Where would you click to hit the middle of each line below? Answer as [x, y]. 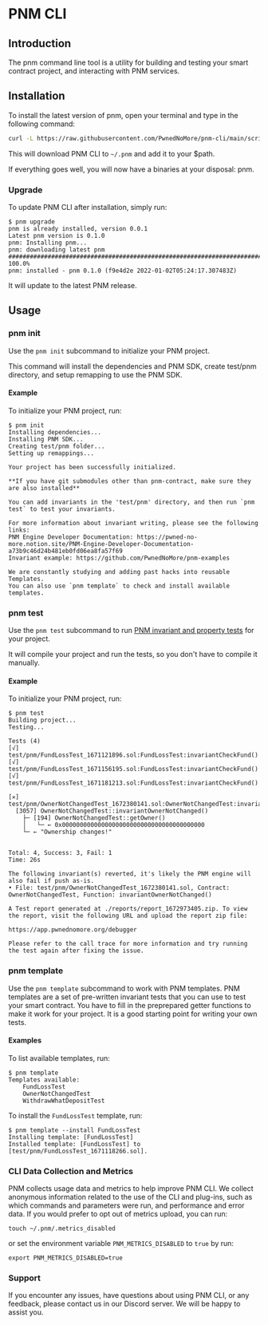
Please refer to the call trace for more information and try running [128, 944]
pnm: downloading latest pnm [57, 249]
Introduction [40, 44]
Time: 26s [25, 860]
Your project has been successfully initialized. [93, 467]
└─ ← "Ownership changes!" [67, 832]
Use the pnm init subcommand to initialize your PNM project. [109, 350]
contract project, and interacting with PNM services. [94, 71]
